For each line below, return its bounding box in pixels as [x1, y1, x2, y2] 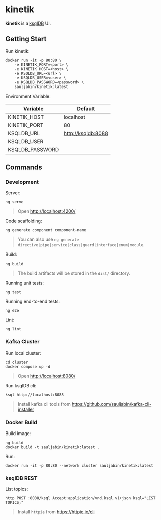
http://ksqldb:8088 [63, 130, 109, 137]
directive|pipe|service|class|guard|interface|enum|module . [17, 242, 145, 248]
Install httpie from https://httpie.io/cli [17, 509, 95, 515]
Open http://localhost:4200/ [17, 208, 76, 214]
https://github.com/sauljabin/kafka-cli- [72, 401, 152, 407]
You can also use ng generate [17, 236, 79, 242]
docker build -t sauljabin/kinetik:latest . [5, 445, 100, 450]
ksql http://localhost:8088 [5, 392, 64, 397]
